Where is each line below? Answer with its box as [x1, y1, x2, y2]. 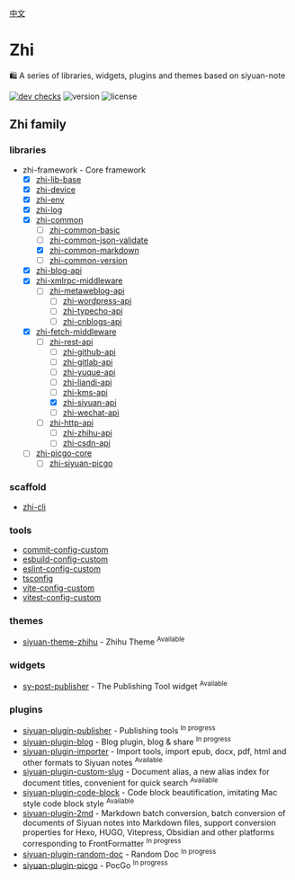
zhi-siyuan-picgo [49, 458, 113, 469]
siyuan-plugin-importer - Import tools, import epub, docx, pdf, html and [22, 745, 287, 757]
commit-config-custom [22, 545, 109, 556]
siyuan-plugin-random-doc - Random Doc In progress [22, 848, 217, 859]
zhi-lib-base [35, 173, 82, 184]
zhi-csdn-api [62, 438, 111, 449]
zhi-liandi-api [62, 377, 112, 387]
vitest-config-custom [22, 592, 102, 603]
